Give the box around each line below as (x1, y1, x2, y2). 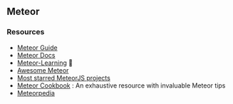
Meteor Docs (16, 51, 56, 59)
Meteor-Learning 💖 (16, 58, 73, 67)
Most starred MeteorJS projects (16, 73, 111, 82)
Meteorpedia (16, 88, 55, 97)
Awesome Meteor (16, 66, 69, 74)
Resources (6, 27, 45, 37)
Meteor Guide (16, 43, 58, 52)
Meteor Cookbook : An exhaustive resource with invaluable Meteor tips (16, 81, 226, 90)
